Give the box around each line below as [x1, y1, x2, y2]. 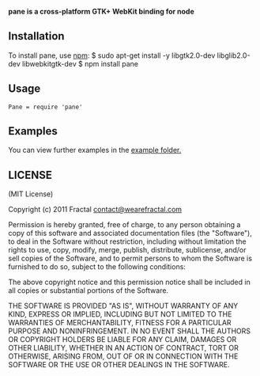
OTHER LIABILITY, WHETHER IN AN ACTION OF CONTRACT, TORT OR [8, 344, 239, 353]
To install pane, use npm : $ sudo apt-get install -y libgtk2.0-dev [8, 51, 216, 60]
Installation [8, 29, 65, 43]
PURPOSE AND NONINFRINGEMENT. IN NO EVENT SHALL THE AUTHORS [8, 326, 251, 336]
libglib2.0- [217, 51, 251, 60]
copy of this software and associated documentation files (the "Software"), [8, 229, 253, 238]
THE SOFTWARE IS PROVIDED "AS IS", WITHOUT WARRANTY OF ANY [8, 301, 239, 311]
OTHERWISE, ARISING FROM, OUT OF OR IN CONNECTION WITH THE [8, 351, 239, 361]
